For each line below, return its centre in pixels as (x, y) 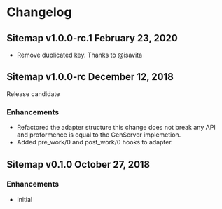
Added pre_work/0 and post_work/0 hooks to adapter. (95, 142)
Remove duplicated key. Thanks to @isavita (79, 55)
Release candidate (33, 94)
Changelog (39, 12)
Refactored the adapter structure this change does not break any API (116, 128)
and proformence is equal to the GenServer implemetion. (99, 135)
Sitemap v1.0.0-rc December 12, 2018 (90, 77)
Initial (25, 199)
